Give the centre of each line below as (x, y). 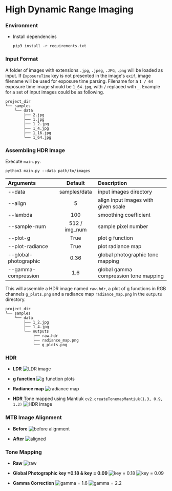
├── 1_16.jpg (38, 133)
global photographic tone (128, 255)
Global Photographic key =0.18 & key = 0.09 (60, 473)
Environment (22, 26)
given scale (112, 206)
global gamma (115, 270)
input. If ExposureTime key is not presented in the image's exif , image (78, 75)
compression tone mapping (131, 276)
